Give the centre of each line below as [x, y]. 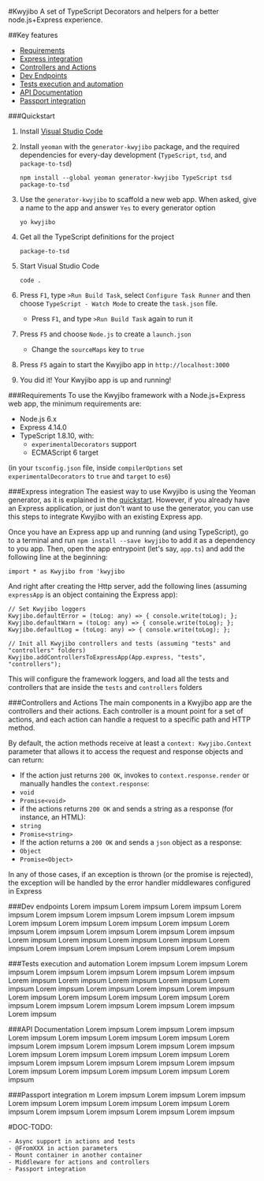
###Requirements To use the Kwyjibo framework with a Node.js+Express [127, 395]
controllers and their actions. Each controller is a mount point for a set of [126, 711]
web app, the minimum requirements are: [75, 403]
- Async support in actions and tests [72, 1142]
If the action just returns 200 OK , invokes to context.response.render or [134, 775]
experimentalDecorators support [84, 444]
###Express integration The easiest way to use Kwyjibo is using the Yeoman [132, 491]
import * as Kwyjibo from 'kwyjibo [67, 572]
